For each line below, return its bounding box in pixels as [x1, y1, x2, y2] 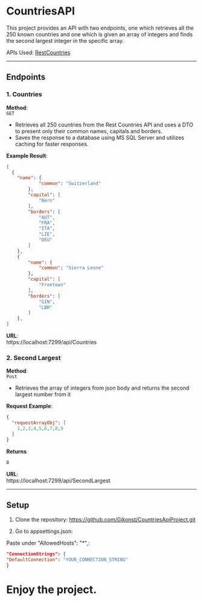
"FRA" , [38, 220, 56, 226]
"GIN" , [38, 298, 56, 305]
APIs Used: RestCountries [6, 48, 71, 56]
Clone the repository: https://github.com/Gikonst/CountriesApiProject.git [14, 516, 196, 523]
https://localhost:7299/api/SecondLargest [6, 477, 111, 484]
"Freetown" [38, 282, 66, 288]
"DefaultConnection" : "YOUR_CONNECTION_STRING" [6, 557, 129, 563]
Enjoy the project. [6, 583, 97, 597]
